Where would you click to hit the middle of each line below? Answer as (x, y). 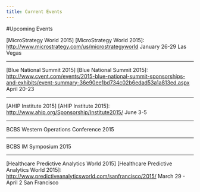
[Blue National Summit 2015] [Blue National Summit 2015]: (77, 70)
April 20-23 (20, 89)
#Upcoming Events (29, 29)
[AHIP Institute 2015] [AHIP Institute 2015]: (58, 106)
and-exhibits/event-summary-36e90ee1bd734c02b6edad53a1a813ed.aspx (98, 82)
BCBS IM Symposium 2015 (39, 146)
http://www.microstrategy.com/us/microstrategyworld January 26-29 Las (96, 46)
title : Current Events (34, 12)
